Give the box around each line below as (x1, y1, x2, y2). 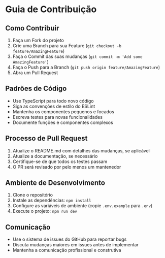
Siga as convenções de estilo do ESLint (12, 103, 95, 109)
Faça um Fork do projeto (12, 37, 64, 43)
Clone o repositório (12, 192, 53, 198)
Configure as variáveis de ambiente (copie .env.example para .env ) (12, 203, 153, 209)
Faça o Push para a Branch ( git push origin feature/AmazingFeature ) (12, 64, 160, 70)
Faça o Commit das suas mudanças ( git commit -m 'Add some (12, 53, 143, 59)
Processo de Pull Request (5, 134, 88, 143)
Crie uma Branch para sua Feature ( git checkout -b (12, 43, 122, 49)
